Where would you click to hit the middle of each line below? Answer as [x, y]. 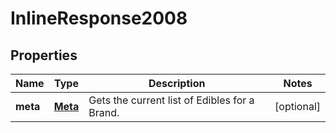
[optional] [297, 106]
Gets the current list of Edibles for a [171, 100]
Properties [44, 55]
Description [177, 83]
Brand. [104, 112]
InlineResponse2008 [99, 18]
